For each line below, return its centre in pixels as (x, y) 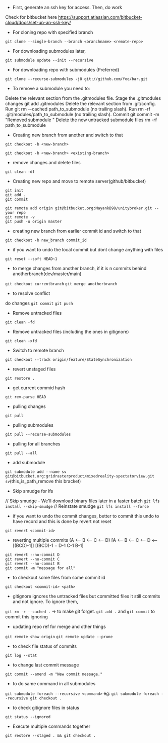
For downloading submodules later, (49, 51)
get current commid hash (39, 388)
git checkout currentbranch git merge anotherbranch (61, 284)
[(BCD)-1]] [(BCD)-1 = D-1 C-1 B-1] (48, 545)
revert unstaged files (34, 369)
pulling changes (29, 406)
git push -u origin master (34, 221)
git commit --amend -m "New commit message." (54, 674)
